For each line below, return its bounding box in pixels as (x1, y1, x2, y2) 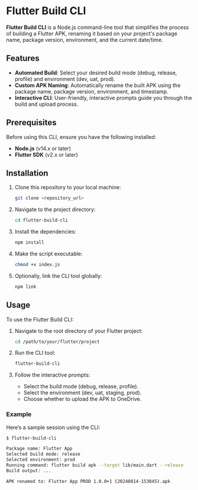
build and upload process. (14, 100, 79, 108)
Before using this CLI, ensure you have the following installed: (6, 133, 157, 140)
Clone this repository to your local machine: (14, 184, 121, 191)
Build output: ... (6, 468, 51, 473)
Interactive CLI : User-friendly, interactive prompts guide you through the (14, 94, 192, 101)
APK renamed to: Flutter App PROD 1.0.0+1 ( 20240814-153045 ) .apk (6, 478, 170, 484)
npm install (14, 239, 44, 246)
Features (6, 53, 40, 63)
